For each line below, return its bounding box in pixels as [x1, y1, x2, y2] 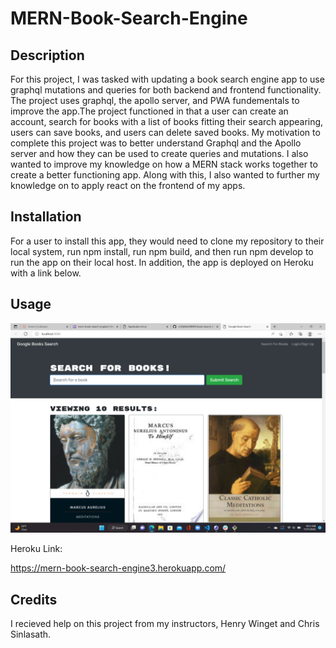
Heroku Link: [10, 543, 63, 555]
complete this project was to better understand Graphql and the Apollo [10, 137, 302, 149]
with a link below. [10, 267, 82, 279]
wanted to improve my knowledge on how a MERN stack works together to [10, 158, 318, 170]
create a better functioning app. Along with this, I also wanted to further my [10, 169, 320, 181]
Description [10, 47, 85, 64]
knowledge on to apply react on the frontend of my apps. [10, 180, 246, 191]
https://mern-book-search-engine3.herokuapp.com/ [10, 562, 227, 574]
